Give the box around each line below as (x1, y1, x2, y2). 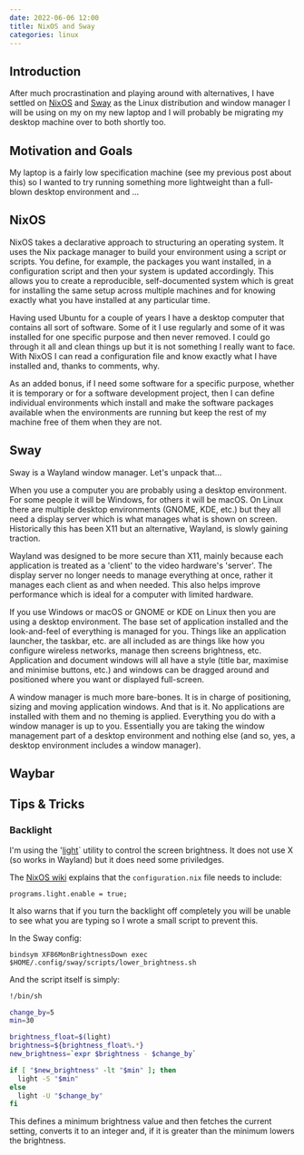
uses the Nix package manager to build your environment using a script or (9, 246, 288, 257)
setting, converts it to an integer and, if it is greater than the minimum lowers (9, 1126, 295, 1137)
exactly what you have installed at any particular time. (9, 294, 211, 305)
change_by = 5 (9, 1008, 54, 1017)
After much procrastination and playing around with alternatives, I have (9, 88, 275, 99)
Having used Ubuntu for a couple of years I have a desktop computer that (9, 312, 285, 323)
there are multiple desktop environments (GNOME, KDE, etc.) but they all (9, 504, 281, 514)
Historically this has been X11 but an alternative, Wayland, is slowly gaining (9, 523, 289, 533)
